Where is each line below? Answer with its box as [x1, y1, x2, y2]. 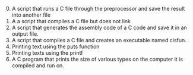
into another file [11, 11, 51, 18]
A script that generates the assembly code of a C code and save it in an [11, 24, 187, 31]
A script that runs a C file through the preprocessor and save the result [11, 5, 185, 12]
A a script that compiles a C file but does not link [11, 18, 131, 24]
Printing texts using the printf [11, 49, 83, 56]
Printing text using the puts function [11, 43, 100, 50]
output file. [11, 30, 39, 37]
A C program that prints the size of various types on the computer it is [11, 56, 183, 62]
